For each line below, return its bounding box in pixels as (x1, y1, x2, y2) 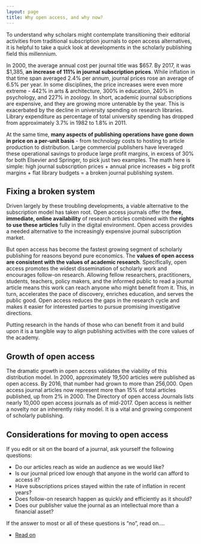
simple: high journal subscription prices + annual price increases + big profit (6, 163, 195, 170)
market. (6, 234, 25, 241)
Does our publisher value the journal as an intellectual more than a (14, 501, 179, 509)
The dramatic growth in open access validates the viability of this (6, 367, 167, 375)
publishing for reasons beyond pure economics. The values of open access (6, 252, 194, 259)
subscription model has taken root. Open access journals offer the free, (6, 208, 184, 216)
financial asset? (14, 508, 54, 515)
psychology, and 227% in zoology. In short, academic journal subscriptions (6, 94, 192, 101)
